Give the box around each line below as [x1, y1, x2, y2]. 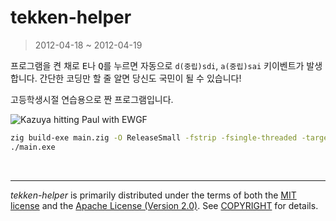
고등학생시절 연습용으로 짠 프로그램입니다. [10, 93, 174, 105]
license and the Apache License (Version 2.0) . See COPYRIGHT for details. [10, 199, 319, 211]
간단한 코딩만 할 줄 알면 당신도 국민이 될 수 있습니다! [39, 72, 242, 84]
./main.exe [10, 142, 56, 152]
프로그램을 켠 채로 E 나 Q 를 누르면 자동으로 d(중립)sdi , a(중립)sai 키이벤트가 [10, 59, 305, 71]
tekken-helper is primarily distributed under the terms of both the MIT [10, 189, 297, 201]
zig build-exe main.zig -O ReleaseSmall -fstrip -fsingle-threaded [10, 132, 298, 143]
